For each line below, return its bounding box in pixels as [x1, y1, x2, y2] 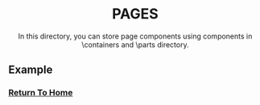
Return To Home [8, 87, 73, 99]
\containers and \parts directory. [81, 39, 189, 49]
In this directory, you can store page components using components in [18, 31, 253, 41]
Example [8, 63, 53, 77]
